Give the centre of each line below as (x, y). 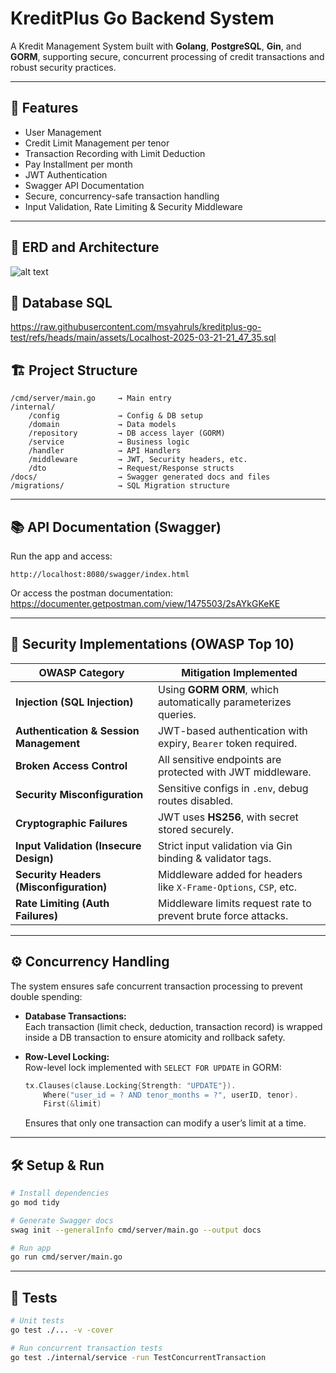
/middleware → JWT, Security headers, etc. (138, 460)
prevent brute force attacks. (223, 915)
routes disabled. (195, 800)
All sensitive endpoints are (219, 759)
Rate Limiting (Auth (62, 903)
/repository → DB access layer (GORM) (127, 433)
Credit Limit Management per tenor (97, 143)
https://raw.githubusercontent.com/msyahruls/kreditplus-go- (136, 327)
